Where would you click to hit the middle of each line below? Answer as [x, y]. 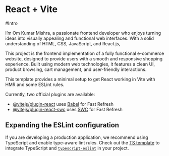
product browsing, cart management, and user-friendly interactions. [76, 69]
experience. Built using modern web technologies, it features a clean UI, [80, 64]
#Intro [11, 23]
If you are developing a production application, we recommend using [77, 137]
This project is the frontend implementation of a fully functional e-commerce [85, 53]
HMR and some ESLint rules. [35, 85]
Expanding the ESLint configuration [62, 125]
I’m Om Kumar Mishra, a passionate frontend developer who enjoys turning [83, 33]
